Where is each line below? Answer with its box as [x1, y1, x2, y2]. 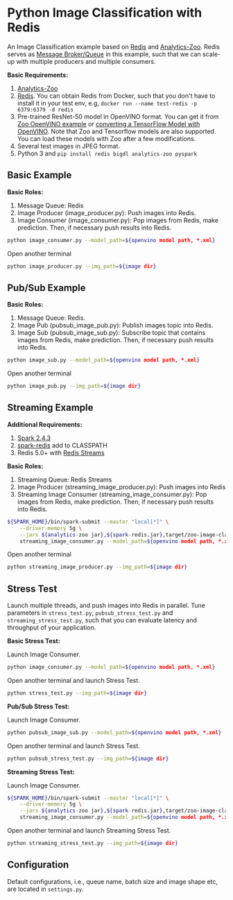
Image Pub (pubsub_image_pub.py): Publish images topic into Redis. [17, 321, 214, 330]
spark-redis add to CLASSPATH [17, 441, 107, 449]
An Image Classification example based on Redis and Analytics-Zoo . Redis [7, 42, 221, 51]
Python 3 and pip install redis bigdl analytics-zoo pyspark [17, 149, 198, 158]
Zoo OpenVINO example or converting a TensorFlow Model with [17, 119, 200, 128]
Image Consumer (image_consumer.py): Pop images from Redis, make [17, 216, 218, 224]
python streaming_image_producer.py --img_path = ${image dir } [7, 563, 188, 570]
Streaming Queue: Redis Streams [17, 475, 112, 484]
